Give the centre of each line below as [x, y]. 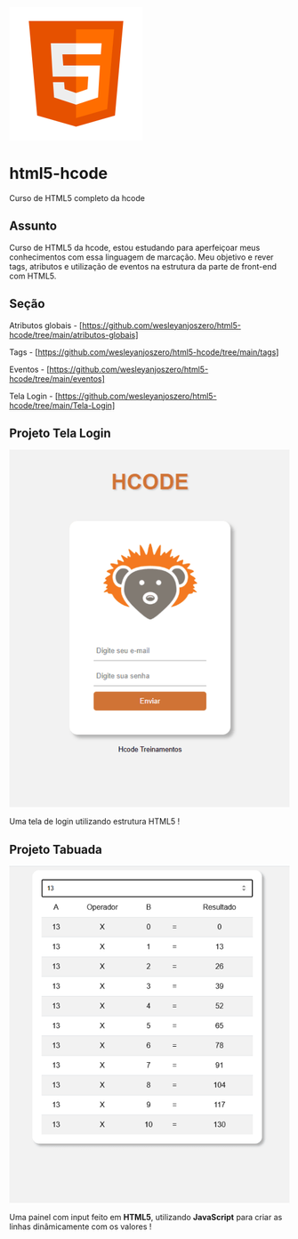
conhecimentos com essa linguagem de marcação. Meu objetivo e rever [141, 257]
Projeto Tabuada [56, 849]
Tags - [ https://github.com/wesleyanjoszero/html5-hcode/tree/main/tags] [144, 352]
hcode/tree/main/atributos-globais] [74, 334]
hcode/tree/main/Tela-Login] [62, 405]
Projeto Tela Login [60, 433]
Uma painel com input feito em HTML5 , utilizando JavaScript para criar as [146, 1217]
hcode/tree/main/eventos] [57, 378]
